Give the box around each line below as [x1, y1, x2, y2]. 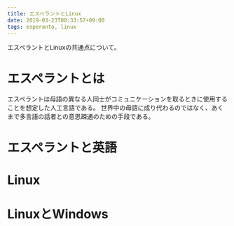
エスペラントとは [7, 71, 105, 86]
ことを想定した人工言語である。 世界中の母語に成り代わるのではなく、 [7, 104, 212, 112]
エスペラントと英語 [7, 139, 118, 155]
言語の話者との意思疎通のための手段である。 [25, 113, 155, 121]
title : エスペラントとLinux [7, 10, 82, 17]
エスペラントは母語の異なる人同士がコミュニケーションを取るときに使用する [7, 95, 228, 104]
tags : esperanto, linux [7, 23, 77, 30]
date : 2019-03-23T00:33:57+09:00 [7, 17, 105, 24]
